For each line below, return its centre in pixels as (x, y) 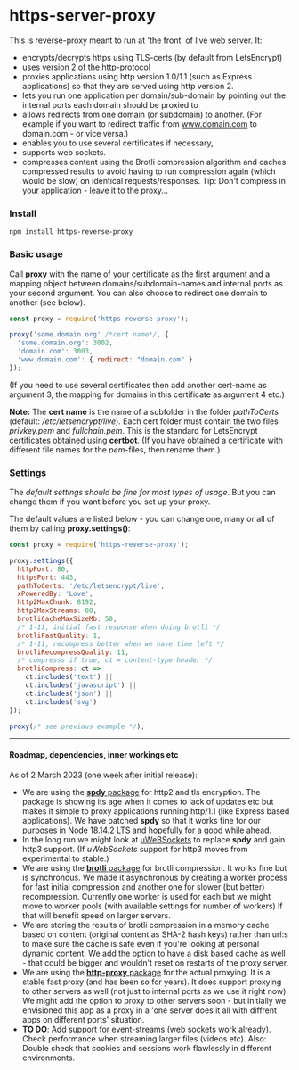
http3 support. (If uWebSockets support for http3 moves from (135, 849)
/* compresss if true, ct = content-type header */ (115, 660)
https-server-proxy (82, 16)
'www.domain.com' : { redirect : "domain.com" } (105, 360)
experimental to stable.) (65, 858)
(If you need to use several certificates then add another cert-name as (138, 385)
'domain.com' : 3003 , (55, 352)
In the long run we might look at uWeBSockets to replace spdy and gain (154, 839)
